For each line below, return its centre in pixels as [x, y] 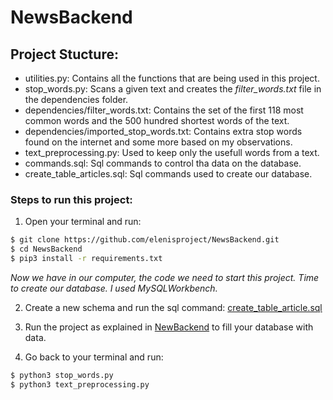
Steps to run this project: [71, 199]
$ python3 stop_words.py [62, 375]
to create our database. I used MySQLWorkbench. [114, 288]
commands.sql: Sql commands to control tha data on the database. [163, 163]
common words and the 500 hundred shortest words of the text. [157, 120]
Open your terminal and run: [83, 222]
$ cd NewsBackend [46, 249]
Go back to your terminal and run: [94, 357]
